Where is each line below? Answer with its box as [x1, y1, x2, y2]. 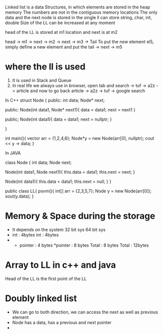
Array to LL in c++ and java [5, 259, 116, 271]
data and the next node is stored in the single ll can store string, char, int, [5, 15, 152, 20]
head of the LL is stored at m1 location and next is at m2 [5, 29, 118, 35]
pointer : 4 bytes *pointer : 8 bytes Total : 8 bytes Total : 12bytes [19, 242, 149, 248]
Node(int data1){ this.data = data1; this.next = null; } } [5, 179, 112, 184]
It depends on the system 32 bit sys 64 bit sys [12, 227, 106, 232]
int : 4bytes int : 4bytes [12, 231, 59, 237]
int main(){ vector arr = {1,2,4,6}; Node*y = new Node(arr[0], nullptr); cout [5, 135, 154, 141]
